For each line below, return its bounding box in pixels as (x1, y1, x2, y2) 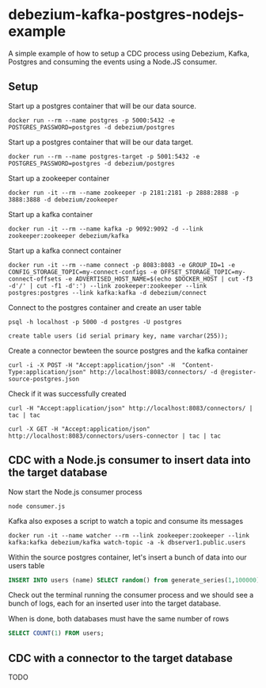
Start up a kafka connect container (8, 246, 122, 255)
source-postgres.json (8, 375, 80, 383)
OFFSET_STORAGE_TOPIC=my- (160, 268, 246, 276)
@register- (220, 368, 257, 376)
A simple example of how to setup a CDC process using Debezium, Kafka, (8, 48, 249, 58)
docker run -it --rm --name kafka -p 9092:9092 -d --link (8, 224, 203, 233)
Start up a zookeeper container (8, 173, 110, 183)
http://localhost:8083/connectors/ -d (89, 368, 218, 376)
